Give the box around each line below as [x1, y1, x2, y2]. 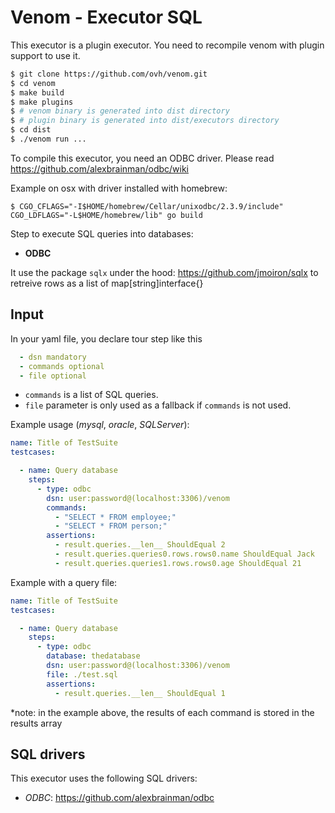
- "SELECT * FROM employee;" [54, 512, 177, 522]
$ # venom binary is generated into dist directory [10, 106, 230, 116]
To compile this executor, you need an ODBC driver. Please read [10, 152, 275, 164]
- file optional [19, 371, 87, 381]
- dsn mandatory [19, 352, 87, 362]
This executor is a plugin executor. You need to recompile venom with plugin [10, 39, 325, 51]
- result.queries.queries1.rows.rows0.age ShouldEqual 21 [54, 558, 302, 568]
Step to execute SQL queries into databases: [10, 227, 194, 240]
